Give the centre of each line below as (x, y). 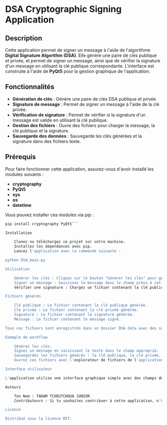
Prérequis (21, 157)
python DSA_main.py (25, 260)
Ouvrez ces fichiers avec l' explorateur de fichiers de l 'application (89, 360)
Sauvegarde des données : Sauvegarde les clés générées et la (77, 136)
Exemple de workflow (27, 337)
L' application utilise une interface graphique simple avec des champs (81, 378)
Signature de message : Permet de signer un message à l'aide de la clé (86, 104)
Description (24, 38)
